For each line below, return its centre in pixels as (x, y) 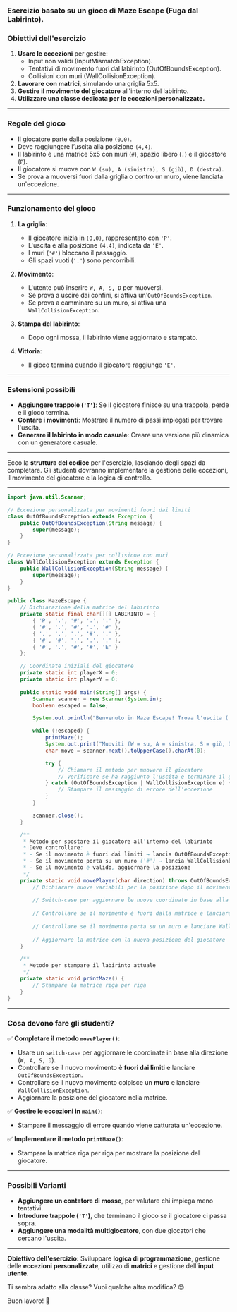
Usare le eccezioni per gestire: (62, 54)
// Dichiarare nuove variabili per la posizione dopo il (118, 887)
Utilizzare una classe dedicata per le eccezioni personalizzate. (111, 99)
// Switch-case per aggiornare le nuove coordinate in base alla (131, 900)
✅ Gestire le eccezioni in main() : (55, 1111)
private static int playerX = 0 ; (69, 673)
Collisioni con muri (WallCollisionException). (92, 76)
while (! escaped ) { (61, 731)
